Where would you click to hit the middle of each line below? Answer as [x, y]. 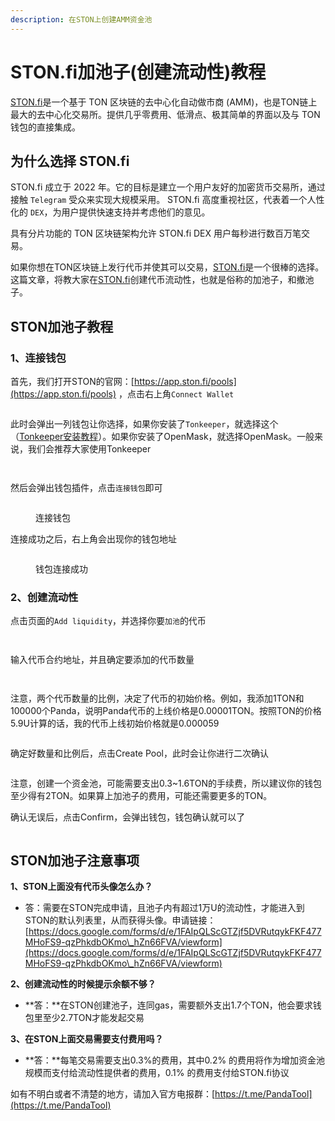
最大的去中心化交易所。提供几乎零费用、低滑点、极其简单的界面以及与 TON [165, 114]
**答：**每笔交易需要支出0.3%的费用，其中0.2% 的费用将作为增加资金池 [175, 1060]
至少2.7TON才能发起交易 [93, 1018]
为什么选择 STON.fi [70, 161]
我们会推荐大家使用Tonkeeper [89, 449]
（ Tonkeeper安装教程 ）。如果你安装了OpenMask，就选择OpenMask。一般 [162, 437]
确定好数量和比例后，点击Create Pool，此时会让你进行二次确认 [140, 753]
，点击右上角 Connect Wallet [176, 394]
